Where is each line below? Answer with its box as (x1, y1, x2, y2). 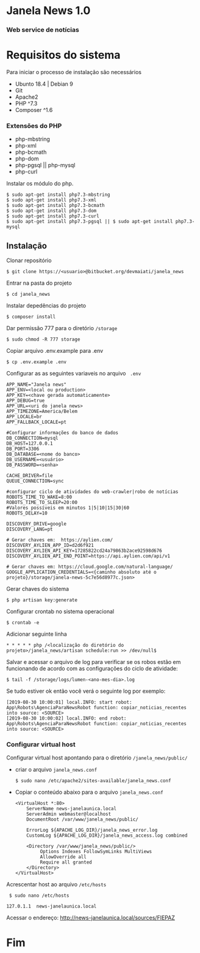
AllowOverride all (40, 854, 87, 861)
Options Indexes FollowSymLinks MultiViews (40, 849, 152, 855)
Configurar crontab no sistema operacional (6, 608, 115, 616)
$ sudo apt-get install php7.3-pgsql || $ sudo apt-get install (6, 219, 173, 225)
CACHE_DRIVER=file (6, 473, 53, 479)
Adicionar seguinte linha (6, 630, 67, 638)
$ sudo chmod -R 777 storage (6, 336, 80, 343)
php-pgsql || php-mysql (15, 162, 76, 169)
